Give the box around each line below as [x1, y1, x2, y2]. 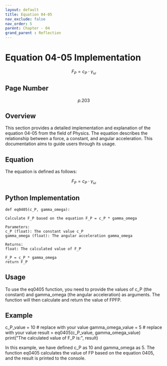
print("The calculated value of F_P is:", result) [5, 335, 99, 341]
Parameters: [5, 224, 30, 229]
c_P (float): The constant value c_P [5, 229, 84, 234]
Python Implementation [5, 194, 80, 202]
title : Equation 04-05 [5, 12, 52, 17]
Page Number [5, 84, 49, 93]
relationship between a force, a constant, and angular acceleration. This [5, 136, 153, 142]
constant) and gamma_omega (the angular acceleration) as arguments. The [5, 291, 161, 297]
